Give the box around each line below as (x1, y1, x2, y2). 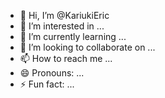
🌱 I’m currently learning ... (19, 31, 127, 42)
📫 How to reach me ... (19, 53, 113, 64)
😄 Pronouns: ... (19, 67, 85, 79)
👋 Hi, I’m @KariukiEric (19, 10, 110, 21)
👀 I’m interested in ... (19, 20, 105, 32)
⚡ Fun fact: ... (19, 78, 75, 90)
